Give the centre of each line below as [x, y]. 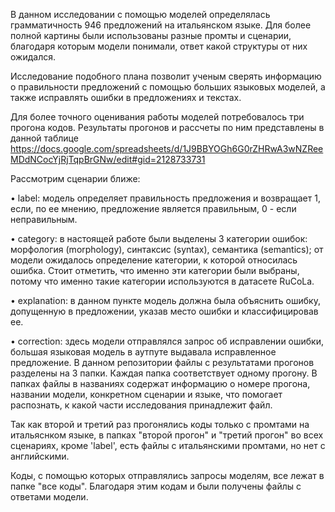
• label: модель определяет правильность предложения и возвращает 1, [165, 198]
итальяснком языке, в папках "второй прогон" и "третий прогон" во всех [167, 435]
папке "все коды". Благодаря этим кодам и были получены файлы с [156, 486]
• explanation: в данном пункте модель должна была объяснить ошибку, [165, 300]
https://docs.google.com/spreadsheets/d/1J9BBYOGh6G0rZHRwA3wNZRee [167, 148]
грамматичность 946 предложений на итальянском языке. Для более [161, 25]
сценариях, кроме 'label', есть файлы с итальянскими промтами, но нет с [168, 445]
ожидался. [33, 57]
